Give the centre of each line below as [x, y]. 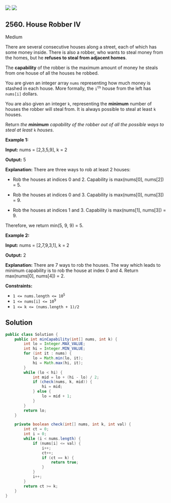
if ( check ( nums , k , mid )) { [63, 382]
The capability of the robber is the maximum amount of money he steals [82, 67]
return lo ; [35, 410]
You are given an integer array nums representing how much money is [78, 83]
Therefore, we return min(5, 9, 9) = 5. [44, 225]
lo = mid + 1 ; [57, 396]
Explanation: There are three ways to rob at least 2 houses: [68, 169]
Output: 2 [16, 255]
